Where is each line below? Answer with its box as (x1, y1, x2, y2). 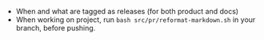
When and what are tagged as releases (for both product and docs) (15, 7, 238, 16)
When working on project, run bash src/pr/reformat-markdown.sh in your (15, 15, 256, 24)
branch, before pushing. (15, 24, 96, 32)
